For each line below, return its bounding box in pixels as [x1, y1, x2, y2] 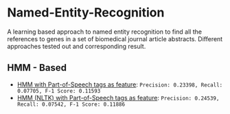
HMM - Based [7, 62, 67, 73]
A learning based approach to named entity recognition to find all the [7, 27, 203, 36]
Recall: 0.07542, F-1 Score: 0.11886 [16, 101, 126, 108]
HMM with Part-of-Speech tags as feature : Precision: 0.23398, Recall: [16, 80, 223, 89]
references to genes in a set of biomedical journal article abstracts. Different [7, 34, 223, 43]
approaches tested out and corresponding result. [7, 42, 146, 50]
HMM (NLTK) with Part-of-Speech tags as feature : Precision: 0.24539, [16, 93, 220, 102]
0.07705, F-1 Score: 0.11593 [16, 87, 101, 94]
